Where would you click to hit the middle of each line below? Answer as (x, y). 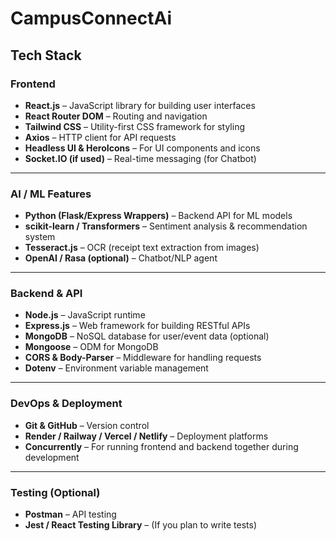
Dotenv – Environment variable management (116, 368)
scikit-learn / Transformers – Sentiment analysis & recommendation (166, 226)
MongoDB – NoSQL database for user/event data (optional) (147, 336)
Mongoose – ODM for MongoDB (91, 347)
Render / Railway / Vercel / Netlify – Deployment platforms (146, 436)
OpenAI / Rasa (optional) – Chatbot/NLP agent (121, 258)
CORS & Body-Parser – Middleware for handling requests (143, 358)
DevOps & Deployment (66, 404)
